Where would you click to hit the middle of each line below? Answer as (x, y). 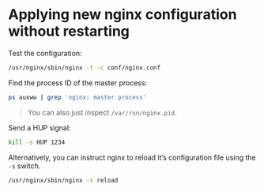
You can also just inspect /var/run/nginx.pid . (102, 112)
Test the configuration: (45, 53)
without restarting (69, 31)
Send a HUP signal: (40, 127)
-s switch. (25, 166)
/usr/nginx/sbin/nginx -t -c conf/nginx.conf (84, 68)
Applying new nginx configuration (123, 15)
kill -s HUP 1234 (37, 142)
